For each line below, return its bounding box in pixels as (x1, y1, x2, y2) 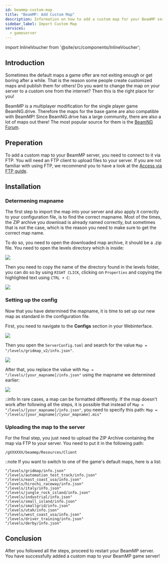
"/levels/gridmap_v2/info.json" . (5, 347, 74, 353)
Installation (5, 182, 41, 191)
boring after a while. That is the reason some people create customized (5, 77, 152, 83)
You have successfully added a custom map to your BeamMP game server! (5, 553, 160, 559)
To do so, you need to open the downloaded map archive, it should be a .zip (5, 239, 162, 245)
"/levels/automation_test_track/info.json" (5, 472, 97, 477)
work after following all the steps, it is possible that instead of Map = (5, 401, 144, 407)
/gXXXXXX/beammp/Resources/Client (5, 449, 77, 455)
